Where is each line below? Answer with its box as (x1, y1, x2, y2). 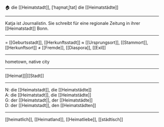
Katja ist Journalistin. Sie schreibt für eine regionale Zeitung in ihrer (5, 21, 141, 26)
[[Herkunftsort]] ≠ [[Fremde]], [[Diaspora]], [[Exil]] (5, 45, 106, 50)
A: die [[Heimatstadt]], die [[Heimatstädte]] (5, 92, 92, 98)
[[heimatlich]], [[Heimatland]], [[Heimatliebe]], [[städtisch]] (5, 117, 123, 122)
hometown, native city (5, 59, 50, 64)
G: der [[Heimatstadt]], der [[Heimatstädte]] (5, 97, 93, 103)
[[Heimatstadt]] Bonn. (5, 25, 49, 31)
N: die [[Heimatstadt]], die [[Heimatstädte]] (5, 87, 92, 92)
